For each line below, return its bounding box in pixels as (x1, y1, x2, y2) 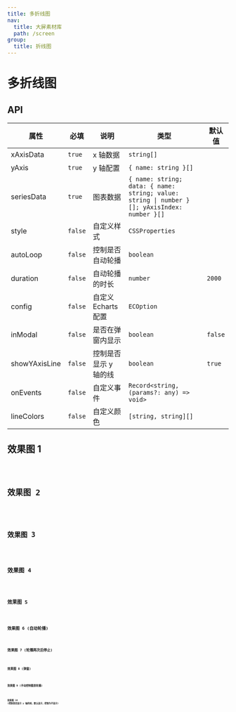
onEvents (11, 388, 42, 397)
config (11, 302, 32, 311)
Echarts (92, 302, 118, 311)
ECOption (128, 303, 158, 310)
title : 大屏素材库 (13, 23, 62, 30)
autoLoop (11, 250, 43, 259)
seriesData (11, 192, 47, 201)
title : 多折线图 (7, 10, 51, 18)
